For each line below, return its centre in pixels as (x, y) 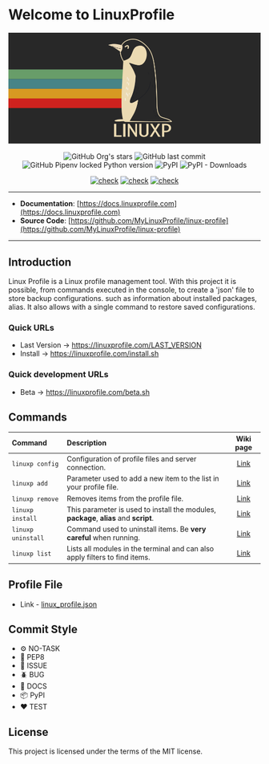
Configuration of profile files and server (132, 459)
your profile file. (92, 487)
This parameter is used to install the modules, (141, 509)
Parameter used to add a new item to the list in (143, 478)
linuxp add (30, 483)
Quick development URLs (58, 375)
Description (86, 443)
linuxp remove (35, 499)
